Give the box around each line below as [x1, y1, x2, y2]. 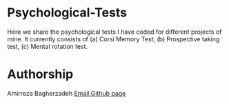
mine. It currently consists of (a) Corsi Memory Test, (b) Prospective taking [7, 34, 220, 43]
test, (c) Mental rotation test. [7, 42, 88, 50]
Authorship [7, 67, 74, 82]
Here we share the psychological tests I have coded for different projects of [7, 28, 222, 36]
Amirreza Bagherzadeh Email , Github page [7, 89, 126, 97]
